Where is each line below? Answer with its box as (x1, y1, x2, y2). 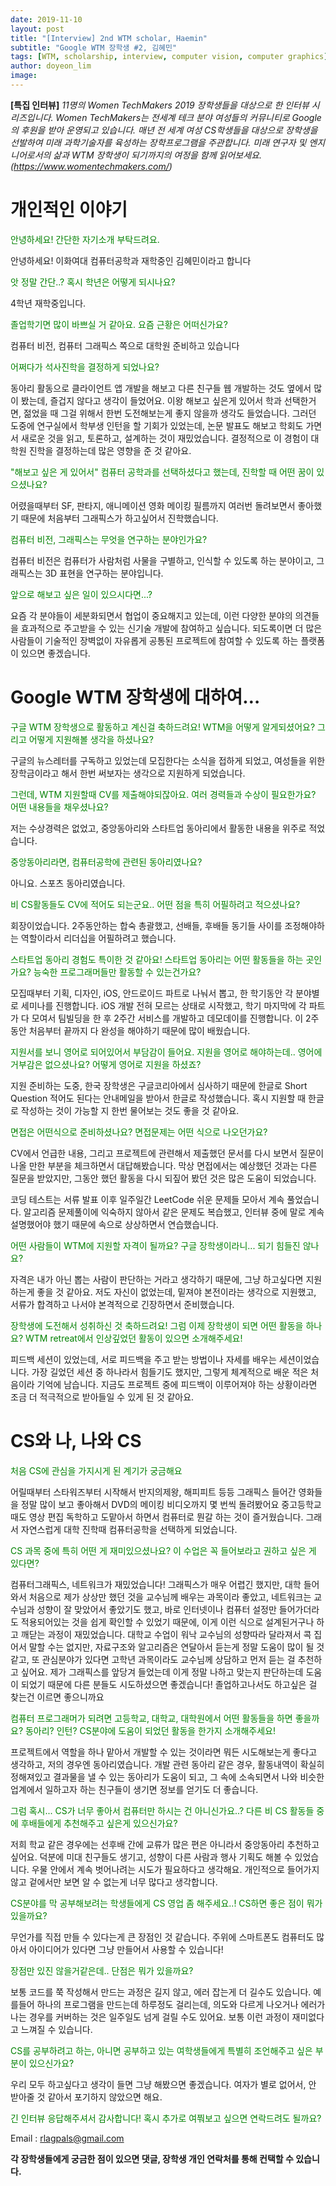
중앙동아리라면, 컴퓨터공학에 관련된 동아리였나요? (10, 856, 203, 868)
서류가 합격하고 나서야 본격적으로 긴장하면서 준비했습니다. (10, 1298, 235, 1310)
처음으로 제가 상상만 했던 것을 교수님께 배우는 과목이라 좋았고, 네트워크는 (28, 1591, 312, 1603)
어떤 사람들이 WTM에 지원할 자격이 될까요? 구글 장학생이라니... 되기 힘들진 (10, 1239, 301, 1251)
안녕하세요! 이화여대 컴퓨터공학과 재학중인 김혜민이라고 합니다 (10, 254, 252, 266)
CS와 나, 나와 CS (10, 1429, 142, 1452)
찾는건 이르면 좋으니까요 (10, 1691, 105, 1703)
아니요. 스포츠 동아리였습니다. (10, 877, 126, 889)
